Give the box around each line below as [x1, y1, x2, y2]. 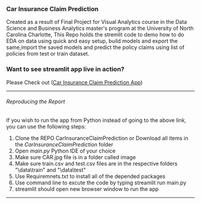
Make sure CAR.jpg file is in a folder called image [14, 153, 136, 160]
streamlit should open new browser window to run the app [14, 185, 159, 193]
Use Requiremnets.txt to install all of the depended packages [14, 172, 166, 179]
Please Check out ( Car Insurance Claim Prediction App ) [6, 78, 143, 86]
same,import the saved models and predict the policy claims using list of [6, 44, 185, 51]
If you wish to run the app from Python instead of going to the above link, [6, 116, 187, 124]
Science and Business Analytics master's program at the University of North [6, 25, 194, 32]
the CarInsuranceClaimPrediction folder [14, 141, 114, 148]
